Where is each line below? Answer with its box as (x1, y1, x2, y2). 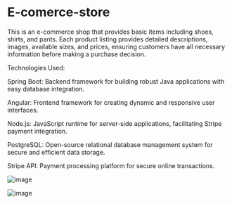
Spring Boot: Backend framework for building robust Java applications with (7, 77, 225, 85)
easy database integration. (7, 84, 85, 93)
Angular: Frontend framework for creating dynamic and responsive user (7, 98, 216, 106)
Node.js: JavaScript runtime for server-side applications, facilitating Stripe (7, 119, 222, 127)
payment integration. (7, 127, 68, 135)
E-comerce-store (7, 4, 110, 20)
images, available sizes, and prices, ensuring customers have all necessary (7, 42, 226, 51)
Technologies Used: (7, 63, 65, 72)
